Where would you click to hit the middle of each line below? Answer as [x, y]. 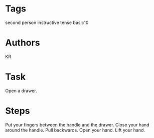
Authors [23, 43]
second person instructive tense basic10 [47, 22]
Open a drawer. [21, 90]
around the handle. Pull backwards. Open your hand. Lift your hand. [75, 130]
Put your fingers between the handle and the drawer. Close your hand [77, 124]
